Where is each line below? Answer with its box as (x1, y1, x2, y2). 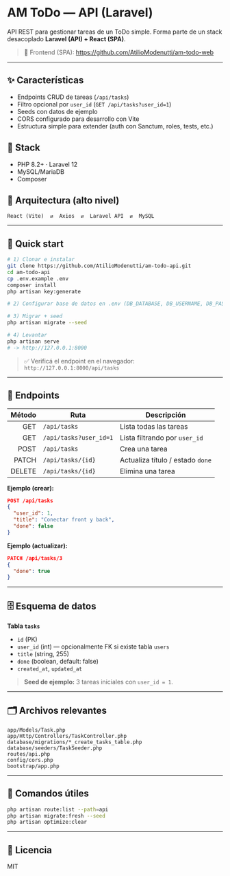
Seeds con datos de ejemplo (16, 107, 98, 115)
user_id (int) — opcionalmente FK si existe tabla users (16, 642, 170, 651)
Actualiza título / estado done (119, 455, 212, 464)
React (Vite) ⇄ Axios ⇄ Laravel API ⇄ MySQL (7, 213, 155, 220)
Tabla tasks (7, 622, 40, 630)
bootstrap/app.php (7, 763, 60, 770)
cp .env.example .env (7, 275, 69, 282)
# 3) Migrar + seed (7, 313, 63, 320)
